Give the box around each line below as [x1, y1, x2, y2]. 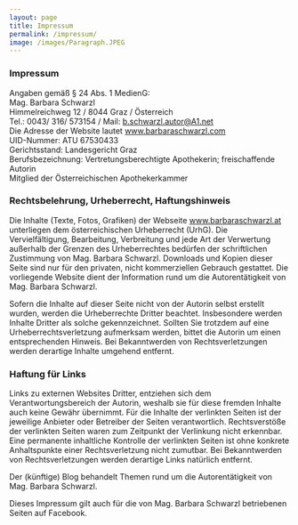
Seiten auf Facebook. [9, 508, 87, 519]
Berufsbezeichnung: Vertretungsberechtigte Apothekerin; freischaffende [9, 153, 276, 165]
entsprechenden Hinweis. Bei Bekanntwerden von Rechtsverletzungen [9, 335, 269, 347]
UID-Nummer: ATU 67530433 [9, 134, 118, 145]
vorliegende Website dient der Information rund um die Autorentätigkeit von [9, 271, 286, 282]
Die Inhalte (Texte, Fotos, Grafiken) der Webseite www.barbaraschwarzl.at [9, 214, 282, 225]
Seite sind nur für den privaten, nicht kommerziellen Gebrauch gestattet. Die [9, 262, 289, 272]
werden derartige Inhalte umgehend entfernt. [9, 345, 175, 356]
